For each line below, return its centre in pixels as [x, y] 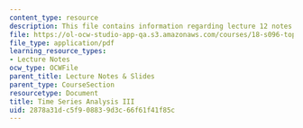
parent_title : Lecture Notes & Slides [82, 77]
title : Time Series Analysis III [72, 101]
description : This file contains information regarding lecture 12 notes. [153, 26]
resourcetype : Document [54, 93]
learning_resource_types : [58, 51]
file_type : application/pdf [62, 43]
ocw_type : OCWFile [44, 69]
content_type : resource [54, 18]
